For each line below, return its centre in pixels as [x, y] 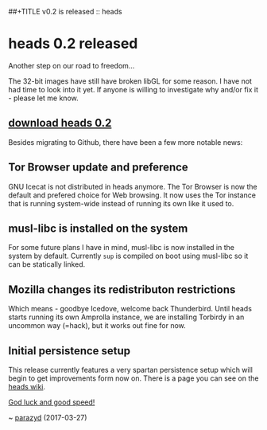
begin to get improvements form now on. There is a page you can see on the [133, 378]
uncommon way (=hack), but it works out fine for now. [97, 326]
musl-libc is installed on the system [98, 228]
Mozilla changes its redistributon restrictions [122, 289]
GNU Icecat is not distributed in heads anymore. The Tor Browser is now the [133, 186]
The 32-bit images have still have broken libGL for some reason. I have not [130, 81]
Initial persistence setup [70, 351]
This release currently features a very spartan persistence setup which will [130, 370]
